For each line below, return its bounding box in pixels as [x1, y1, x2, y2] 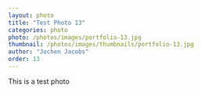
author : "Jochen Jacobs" [8, 48, 89, 56]
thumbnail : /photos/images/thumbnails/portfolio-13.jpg [8, 41, 194, 49]
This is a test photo [8, 76, 70, 86]
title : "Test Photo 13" [8, 19, 86, 27]
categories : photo [8, 26, 68, 34]
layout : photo [8, 11, 55, 20]
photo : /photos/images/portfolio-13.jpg [8, 33, 142, 42]
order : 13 [8, 56, 41, 63]
